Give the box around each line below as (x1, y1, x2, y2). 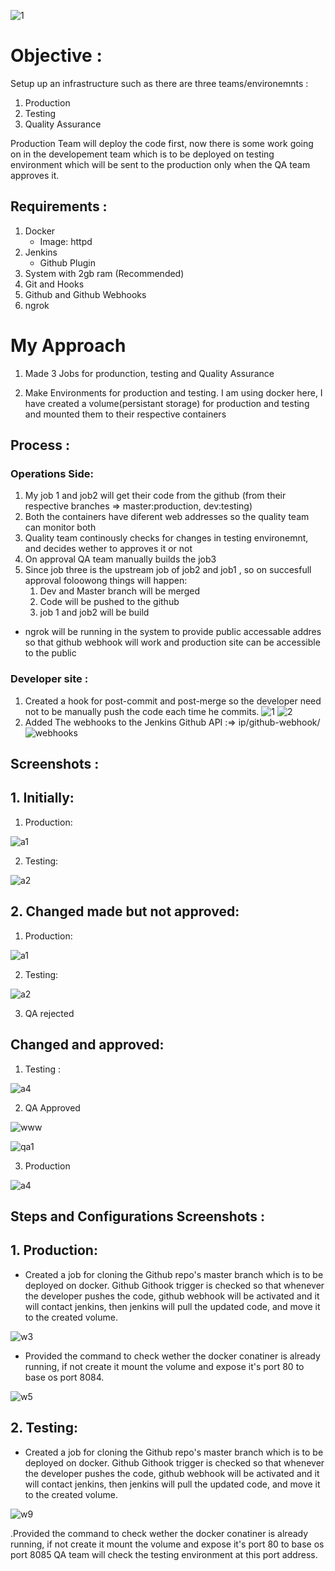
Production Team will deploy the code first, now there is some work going (10, 137, 314, 149)
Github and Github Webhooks (24, 288, 147, 300)
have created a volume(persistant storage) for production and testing (24, 397, 310, 409)
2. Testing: (10, 1420, 78, 1437)
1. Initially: (10, 790, 75, 807)
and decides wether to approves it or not (24, 543, 193, 555)
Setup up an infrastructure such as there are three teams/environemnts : (10, 77, 309, 89)
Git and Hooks (24, 278, 85, 290)
